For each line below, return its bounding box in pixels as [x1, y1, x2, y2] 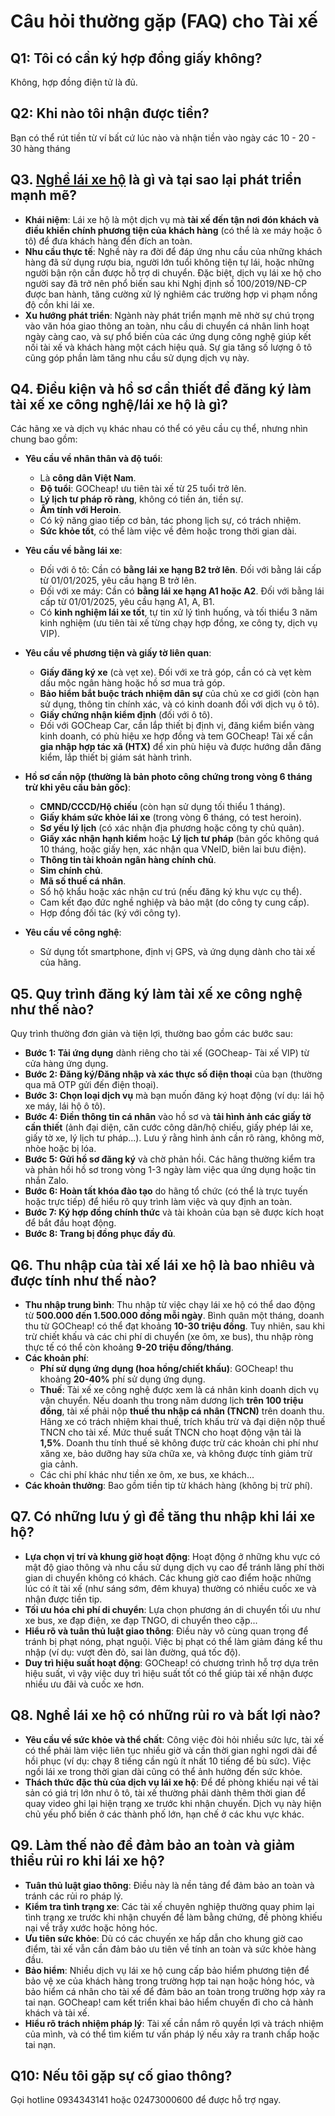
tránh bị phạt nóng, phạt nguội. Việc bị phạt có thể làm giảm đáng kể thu [24, 1635, 323, 1647]
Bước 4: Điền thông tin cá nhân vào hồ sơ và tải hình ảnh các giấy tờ [24, 1111, 312, 1123]
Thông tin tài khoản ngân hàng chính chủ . [39, 854, 217, 866]
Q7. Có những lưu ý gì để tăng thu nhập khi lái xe [10, 1508, 316, 1525]
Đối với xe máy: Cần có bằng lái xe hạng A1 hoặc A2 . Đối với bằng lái [39, 585, 325, 597]
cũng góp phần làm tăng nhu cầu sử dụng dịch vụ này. [24, 351, 250, 364]
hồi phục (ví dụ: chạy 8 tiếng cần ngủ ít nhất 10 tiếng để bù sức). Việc [24, 1755, 312, 1767]
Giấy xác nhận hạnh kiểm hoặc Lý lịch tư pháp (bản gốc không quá [39, 833, 320, 845]
